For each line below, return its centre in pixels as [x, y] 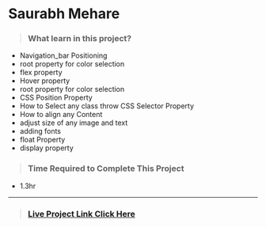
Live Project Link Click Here [82, 214]
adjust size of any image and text [74, 123]
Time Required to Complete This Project [106, 168]
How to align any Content [61, 115]
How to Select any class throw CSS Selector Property [107, 106]
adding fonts [40, 131]
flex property [41, 73]
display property [46, 148]
